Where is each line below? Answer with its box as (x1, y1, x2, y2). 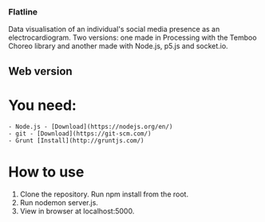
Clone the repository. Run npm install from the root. (19, 189, 189, 199)
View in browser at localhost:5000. (19, 206, 135, 216)
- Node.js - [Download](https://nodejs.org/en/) (8, 123, 173, 130)
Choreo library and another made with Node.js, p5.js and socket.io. (8, 41, 229, 51)
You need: (8, 96, 77, 114)
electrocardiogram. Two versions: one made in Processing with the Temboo (8, 33, 257, 42)
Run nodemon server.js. (19, 197, 98, 207)
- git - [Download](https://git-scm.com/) (8, 130, 152, 138)
